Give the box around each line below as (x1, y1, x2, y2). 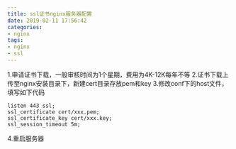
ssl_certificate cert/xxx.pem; (7, 108, 100, 116)
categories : (7, 23, 43, 31)
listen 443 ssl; (7, 102, 55, 109)
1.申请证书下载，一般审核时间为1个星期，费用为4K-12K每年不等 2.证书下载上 (7, 70, 229, 79)
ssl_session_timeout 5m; (7, 121, 81, 128)
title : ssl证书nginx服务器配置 (7, 10, 92, 18)
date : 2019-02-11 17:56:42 (7, 17, 87, 24)
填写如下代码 (7, 88, 45, 96)
